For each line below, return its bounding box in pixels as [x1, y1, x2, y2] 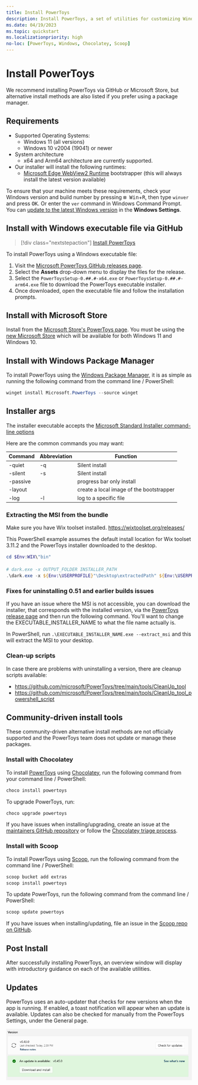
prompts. [14, 293, 37, 300]
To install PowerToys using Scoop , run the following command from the [6, 855, 179, 863]
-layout [8, 486, 27, 493]
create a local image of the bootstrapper [77, 486, 175, 493]
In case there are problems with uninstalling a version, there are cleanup [6, 665, 181, 672]
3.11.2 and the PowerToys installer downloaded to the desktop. [6, 542, 157, 549]
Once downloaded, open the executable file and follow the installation [14, 287, 184, 294]
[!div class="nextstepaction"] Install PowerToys [20, 239, 136, 246]
